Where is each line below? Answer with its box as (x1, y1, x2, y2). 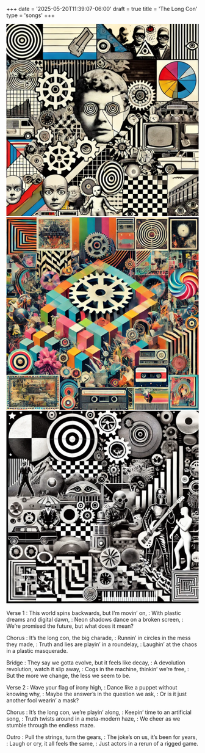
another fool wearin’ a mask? (6, 697, 79, 704)
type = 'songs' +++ (6, 12, 55, 19)
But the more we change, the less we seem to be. (6, 672, 131, 679)
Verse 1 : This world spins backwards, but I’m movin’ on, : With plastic (6, 609, 181, 616)
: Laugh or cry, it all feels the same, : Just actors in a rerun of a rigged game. (6, 740, 198, 747)
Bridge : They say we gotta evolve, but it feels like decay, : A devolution (6, 659, 185, 666)
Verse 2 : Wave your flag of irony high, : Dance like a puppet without (6, 684, 178, 691)
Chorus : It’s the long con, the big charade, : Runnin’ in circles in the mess (6, 635, 191, 641)
